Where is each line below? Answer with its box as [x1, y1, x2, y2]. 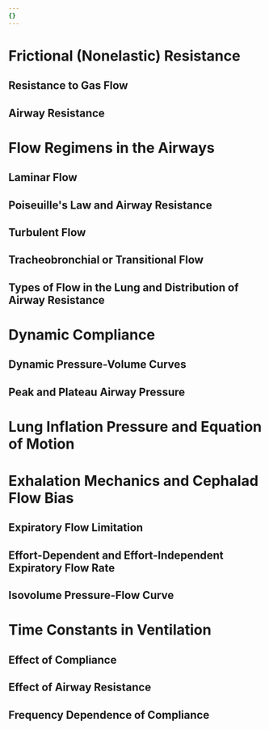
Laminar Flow [8, 171, 78, 184]
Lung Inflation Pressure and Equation [8, 417, 263, 436]
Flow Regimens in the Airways [8, 138, 216, 157]
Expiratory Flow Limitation [8, 521, 144, 534]
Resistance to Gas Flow [8, 78, 128, 93]
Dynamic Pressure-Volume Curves [8, 357, 187, 372]
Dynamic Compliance [8, 325, 156, 344]
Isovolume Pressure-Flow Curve [8, 589, 174, 602]
